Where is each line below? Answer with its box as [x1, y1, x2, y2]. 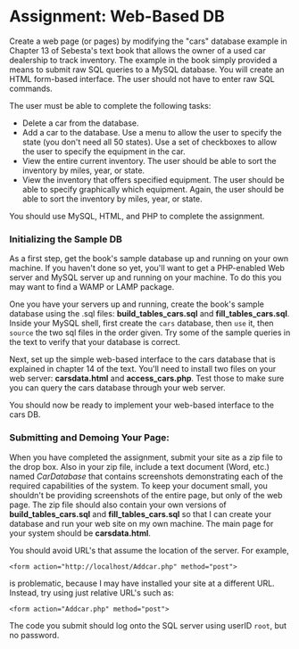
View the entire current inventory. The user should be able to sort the [21, 155, 277, 166]
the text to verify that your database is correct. [9, 337, 181, 348]
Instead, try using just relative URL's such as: [9, 587, 174, 598]
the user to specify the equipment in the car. [21, 145, 186, 157]
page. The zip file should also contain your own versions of [9, 499, 228, 510]
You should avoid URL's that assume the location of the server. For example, [9, 545, 289, 555]
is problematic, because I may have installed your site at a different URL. [9, 578, 275, 588]
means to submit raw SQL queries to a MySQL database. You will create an [9, 64, 285, 75]
